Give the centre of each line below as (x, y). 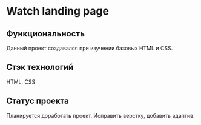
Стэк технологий (40, 67)
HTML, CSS (21, 82)
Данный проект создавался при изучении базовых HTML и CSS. (90, 48)
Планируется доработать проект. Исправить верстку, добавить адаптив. (100, 115)
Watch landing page (58, 11)
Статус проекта (38, 101)
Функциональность (46, 34)
